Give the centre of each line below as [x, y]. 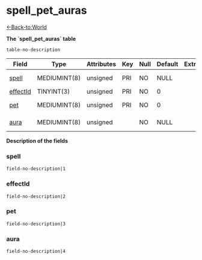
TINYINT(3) [54, 91]
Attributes [101, 64]
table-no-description [33, 50]
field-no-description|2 [36, 196]
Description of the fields [37, 141]
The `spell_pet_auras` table [41, 38]
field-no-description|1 [36, 169]
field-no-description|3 [36, 224]
